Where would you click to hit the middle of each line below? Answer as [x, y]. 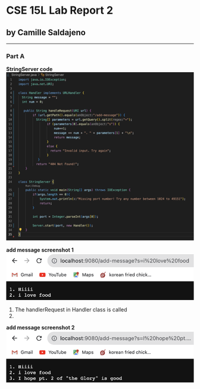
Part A [15, 56]
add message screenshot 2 [40, 328]
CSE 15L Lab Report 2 [60, 10]
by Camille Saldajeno [46, 33]
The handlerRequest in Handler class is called [71, 310]
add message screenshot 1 [40, 250]
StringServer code [29, 69]
